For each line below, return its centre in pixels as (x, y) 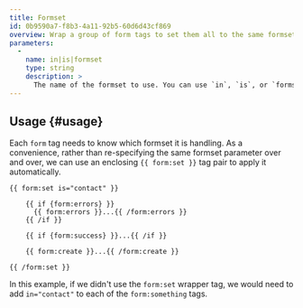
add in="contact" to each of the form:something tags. (109, 294)
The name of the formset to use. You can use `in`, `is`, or (151, 85)
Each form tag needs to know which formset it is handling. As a (126, 143)
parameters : (32, 43)
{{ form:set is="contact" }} (64, 189)
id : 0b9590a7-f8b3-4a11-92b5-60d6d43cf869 (90, 26)
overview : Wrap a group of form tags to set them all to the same (137, 34)
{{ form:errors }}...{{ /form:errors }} (110, 212)
